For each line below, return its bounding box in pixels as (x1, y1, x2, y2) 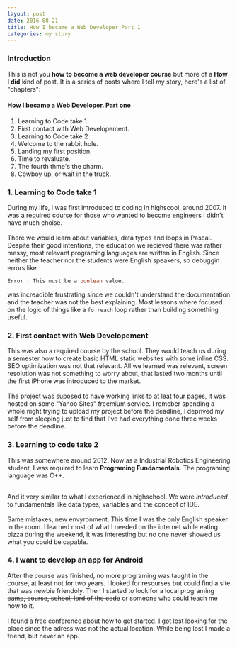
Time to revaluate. (17, 154, 71, 163)
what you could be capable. (7, 537, 88, 546)
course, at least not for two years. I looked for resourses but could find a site (7, 579, 231, 587)
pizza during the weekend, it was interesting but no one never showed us (7, 530, 221, 538)
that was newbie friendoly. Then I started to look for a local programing (7, 586, 214, 595)
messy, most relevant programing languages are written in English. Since (7, 249, 220, 258)
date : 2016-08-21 (7, 17, 59, 24)
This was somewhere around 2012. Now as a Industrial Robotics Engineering (7, 455, 231, 465)
